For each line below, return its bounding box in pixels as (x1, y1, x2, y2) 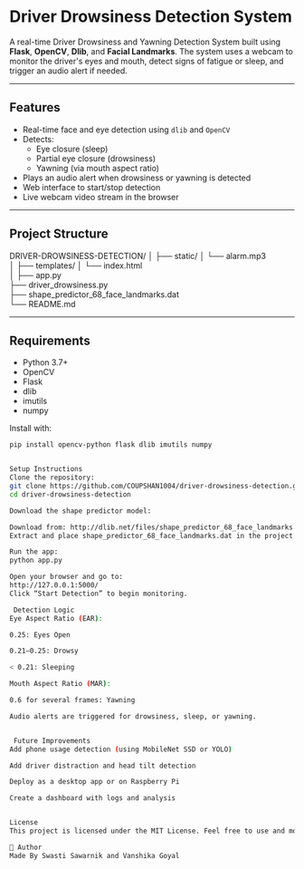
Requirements (9, 333, 90, 348)
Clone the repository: (9, 473, 95, 482)
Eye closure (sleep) (35, 143, 109, 154)
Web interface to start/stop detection (22, 181, 161, 192)
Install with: (9, 423, 52, 434)
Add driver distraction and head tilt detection (9, 761, 196, 770)
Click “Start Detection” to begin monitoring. (9, 589, 188, 598)
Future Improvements (13, 736, 91, 745)
